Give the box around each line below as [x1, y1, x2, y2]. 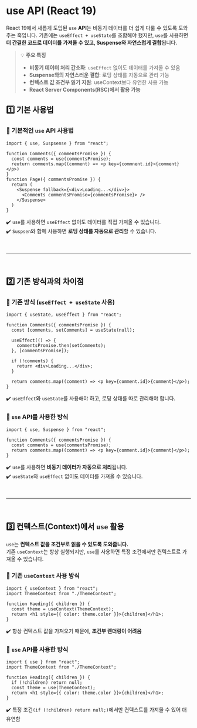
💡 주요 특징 [20, 51, 46, 58]
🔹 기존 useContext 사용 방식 [6, 572, 80, 580]
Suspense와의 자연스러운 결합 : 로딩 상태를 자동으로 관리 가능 [29, 71, 170, 78]
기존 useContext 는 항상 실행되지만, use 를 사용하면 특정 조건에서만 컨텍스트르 [6, 548, 181, 555]
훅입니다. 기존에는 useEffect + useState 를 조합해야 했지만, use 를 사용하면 [16, 31, 189, 39]
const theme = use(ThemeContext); [11, 685, 96, 691]
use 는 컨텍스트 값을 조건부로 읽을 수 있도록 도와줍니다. [6, 541, 129, 548]
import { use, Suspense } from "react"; [6, 426, 107, 433]
